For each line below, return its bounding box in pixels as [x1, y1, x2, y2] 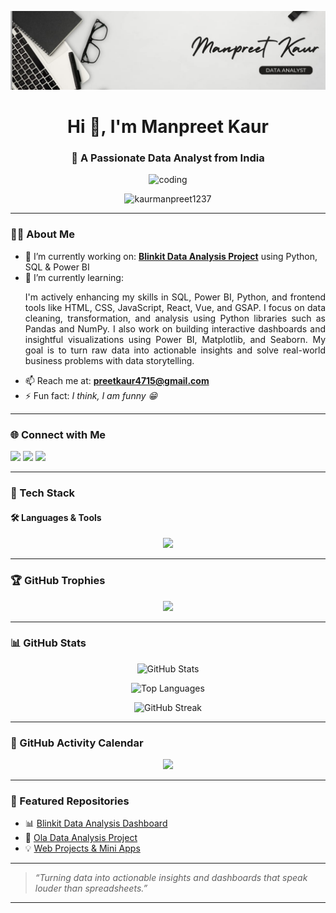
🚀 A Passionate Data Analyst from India [71, 151, 265, 165]
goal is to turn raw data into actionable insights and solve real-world [24, 344, 326, 356]
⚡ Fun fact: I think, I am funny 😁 [24, 389, 158, 401]
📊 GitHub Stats [10, 636, 87, 650]
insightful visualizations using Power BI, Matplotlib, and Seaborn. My [24, 333, 326, 345]
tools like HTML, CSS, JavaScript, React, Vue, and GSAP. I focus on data [24, 301, 326, 313]
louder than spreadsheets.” [34, 882, 148, 895]
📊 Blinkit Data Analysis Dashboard [24, 817, 168, 830]
